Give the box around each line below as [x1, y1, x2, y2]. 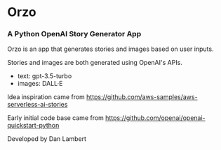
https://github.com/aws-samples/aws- [86, 93, 198, 101]
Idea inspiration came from [7, 93, 86, 101]
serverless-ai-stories [7, 100, 68, 109]
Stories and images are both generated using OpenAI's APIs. [7, 59, 182, 67]
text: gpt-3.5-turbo [17, 72, 72, 80]
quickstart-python [7, 121, 60, 130]
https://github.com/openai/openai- [105, 114, 206, 122]
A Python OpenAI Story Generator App [7, 29, 142, 39]
